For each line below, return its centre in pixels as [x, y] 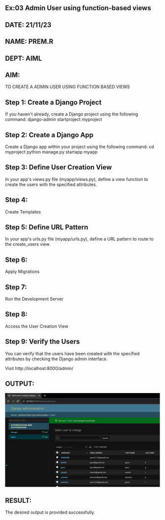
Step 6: [16, 260]
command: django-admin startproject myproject [54, 120]
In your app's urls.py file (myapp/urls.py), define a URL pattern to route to [79, 239]
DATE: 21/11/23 [28, 25]
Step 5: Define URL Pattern [47, 228]
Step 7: [16, 287]
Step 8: [16, 314]
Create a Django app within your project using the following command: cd [80, 147]
